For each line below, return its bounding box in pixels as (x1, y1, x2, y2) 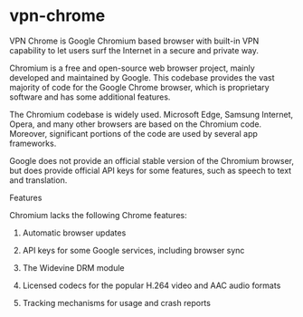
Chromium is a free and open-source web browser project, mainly (9, 62, 255, 73)
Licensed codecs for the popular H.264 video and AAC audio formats (22, 280, 281, 291)
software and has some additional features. (9, 91, 171, 102)
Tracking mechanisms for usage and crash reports (22, 297, 211, 308)
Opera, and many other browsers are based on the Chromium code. (9, 119, 262, 130)
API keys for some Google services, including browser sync (22, 245, 245, 255)
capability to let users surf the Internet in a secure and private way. (9, 44, 260, 55)
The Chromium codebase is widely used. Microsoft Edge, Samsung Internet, (9, 109, 294, 120)
